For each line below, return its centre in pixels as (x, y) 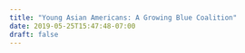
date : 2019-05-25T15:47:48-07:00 (73, 26)
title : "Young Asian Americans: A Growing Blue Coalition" (123, 18)
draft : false (34, 34)
